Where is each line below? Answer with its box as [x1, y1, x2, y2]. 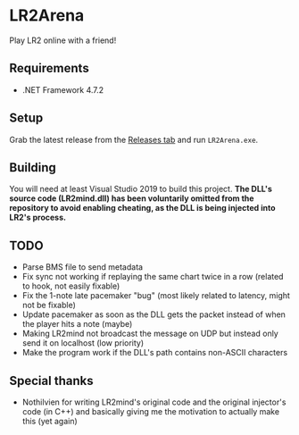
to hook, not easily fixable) [21, 280, 120, 291]
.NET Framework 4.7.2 [21, 84, 104, 95]
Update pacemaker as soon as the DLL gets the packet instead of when [21, 309, 286, 320]
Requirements [9, 61, 89, 76]
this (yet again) [21, 416, 78, 426]
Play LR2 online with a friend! [9, 35, 117, 46]
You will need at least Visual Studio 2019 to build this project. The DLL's [9, 184, 272, 195]
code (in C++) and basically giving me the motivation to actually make [21, 406, 279, 416]
